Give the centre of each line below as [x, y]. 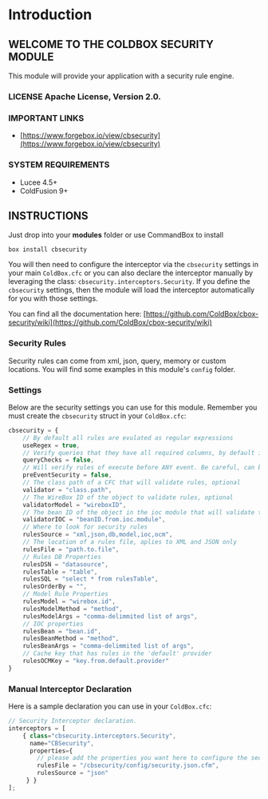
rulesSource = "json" [73, 773]
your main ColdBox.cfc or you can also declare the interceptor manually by [131, 273]
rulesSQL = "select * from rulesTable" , [91, 579]
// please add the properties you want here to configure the [142, 758]
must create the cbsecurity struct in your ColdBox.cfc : [97, 415]
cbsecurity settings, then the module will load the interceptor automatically [132, 290]
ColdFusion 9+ [44, 190]
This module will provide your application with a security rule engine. [121, 76]
